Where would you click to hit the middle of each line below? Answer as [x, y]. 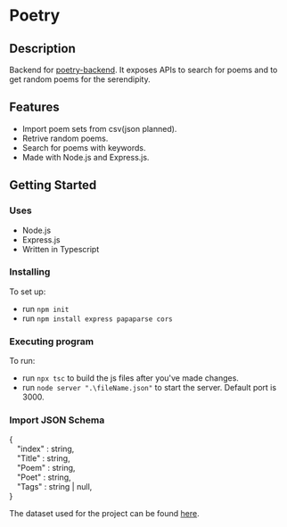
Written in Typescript [61, 249]
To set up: [28, 292]
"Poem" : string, [46, 468]
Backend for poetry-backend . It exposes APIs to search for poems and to [143, 70]
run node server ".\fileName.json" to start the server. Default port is [149, 388]
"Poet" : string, [44, 477]
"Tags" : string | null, [55, 487]
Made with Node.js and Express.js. [86, 157]
